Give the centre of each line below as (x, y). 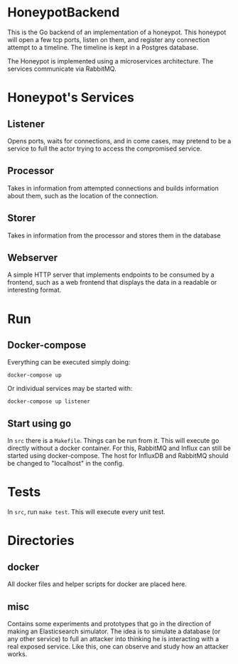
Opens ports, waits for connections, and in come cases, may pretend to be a (119, 141)
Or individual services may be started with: (70, 389)
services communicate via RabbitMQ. (62, 68)
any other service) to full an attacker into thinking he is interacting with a (113, 638)
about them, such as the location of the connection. (83, 195)
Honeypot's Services (71, 98)
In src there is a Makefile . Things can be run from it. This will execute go (113, 441)
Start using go (39, 423)
